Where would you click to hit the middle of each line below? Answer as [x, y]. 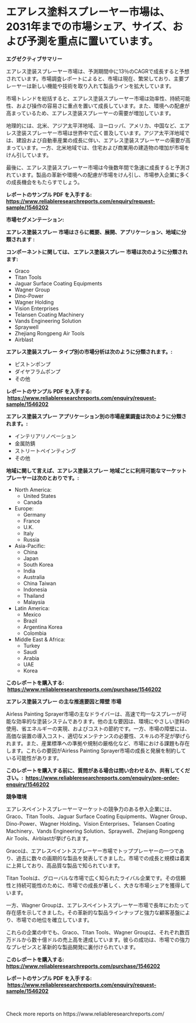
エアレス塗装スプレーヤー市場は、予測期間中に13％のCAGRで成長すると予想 [98, 71]
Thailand [34, 595]
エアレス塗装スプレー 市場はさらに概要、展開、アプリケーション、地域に [94, 232]
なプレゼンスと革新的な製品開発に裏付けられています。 [72, 947]
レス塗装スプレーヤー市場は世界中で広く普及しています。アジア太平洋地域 [95, 133]
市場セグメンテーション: [35, 219]
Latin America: [32, 608]
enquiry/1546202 [28, 784]
